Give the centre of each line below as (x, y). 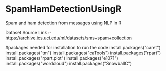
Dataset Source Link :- (28, 32)
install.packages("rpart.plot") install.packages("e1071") (62, 58)
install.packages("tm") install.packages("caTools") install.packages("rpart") (83, 53)
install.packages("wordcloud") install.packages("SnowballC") (68, 63)
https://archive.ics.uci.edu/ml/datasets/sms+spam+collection (68, 38)
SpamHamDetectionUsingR (63, 9)
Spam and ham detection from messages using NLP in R (63, 23)
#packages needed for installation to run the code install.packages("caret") (83, 47)
